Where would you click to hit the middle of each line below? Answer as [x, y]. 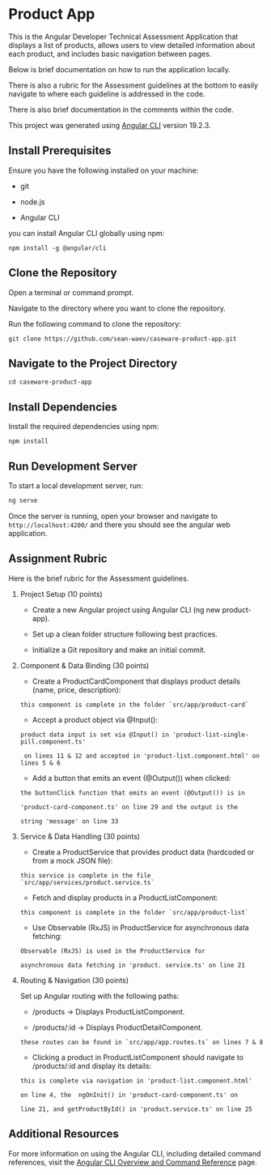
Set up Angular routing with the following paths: [100, 996]
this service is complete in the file [85, 875]
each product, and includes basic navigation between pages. [110, 54]
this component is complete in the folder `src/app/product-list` [134, 912]
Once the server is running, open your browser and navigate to [113, 516]
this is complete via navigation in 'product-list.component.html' [136, 1081]
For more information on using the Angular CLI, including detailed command [135, 1153]
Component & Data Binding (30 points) [85, 665]
